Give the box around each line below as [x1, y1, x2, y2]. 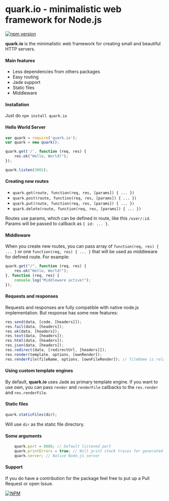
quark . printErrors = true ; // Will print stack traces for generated [14, 449, 163, 454]
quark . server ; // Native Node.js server [14, 453, 100, 458]
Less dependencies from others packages [12, 69, 101, 75]
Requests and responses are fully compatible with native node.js [5, 304, 139, 310]
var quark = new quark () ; [5, 140, 59, 145]
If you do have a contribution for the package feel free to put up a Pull [5, 475, 150, 481]
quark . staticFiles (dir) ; [5, 412, 57, 418]
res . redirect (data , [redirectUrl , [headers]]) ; [5, 348, 107, 353]
